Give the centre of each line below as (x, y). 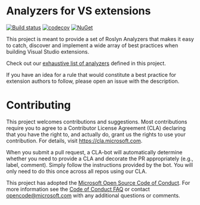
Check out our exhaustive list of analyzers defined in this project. (86, 63)
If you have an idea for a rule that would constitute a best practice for (91, 74)
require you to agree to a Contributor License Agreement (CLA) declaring (96, 128)
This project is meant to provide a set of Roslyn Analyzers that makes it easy (100, 39)
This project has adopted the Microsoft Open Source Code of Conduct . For (98, 182)
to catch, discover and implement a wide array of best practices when (92, 45)
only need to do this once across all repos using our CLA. (77, 171)
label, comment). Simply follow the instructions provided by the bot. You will (99, 164)
